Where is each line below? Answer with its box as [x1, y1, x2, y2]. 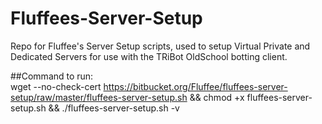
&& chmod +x [189, 91, 245, 103]
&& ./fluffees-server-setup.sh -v [48, 102, 180, 114]
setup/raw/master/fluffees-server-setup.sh [10, 91, 188, 103]
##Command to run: [10, 70, 94, 82]
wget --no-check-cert [10, 80, 102, 92]
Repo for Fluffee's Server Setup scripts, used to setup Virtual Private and [10, 40, 311, 52]
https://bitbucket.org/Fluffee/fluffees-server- [103, 80, 288, 92]
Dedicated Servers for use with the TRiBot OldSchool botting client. [10, 50, 288, 62]
